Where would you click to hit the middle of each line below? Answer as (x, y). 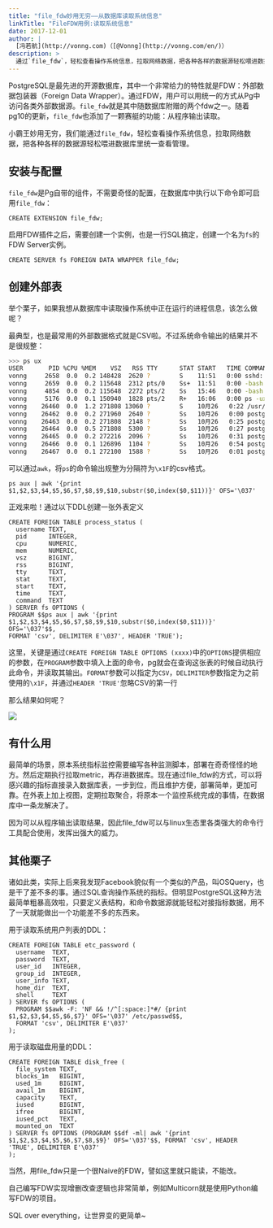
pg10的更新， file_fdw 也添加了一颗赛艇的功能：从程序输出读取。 (117, 115)
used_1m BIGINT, (50, 1083)
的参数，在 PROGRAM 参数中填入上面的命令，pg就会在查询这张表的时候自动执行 (136, 662)
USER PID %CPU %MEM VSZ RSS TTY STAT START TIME (125, 368)
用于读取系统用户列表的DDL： (58, 930)
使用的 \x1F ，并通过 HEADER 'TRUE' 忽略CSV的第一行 (93, 682)
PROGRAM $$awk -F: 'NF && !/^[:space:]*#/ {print (101, 1009)
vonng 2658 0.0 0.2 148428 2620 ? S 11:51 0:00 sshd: (136, 376)
